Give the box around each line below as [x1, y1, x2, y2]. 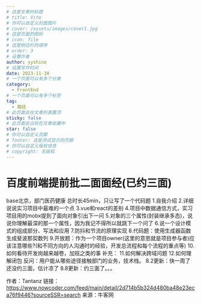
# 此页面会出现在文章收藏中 [6, 121, 66, 127]
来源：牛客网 [82, 291, 114, 299]
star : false [6, 126, 36, 132]
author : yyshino [6, 59, 47, 65]
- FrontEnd [11, 87, 39, 93]
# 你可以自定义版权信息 [6, 142, 57, 149]
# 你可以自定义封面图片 [6, 20, 57, 26]
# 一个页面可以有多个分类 [6, 76, 61, 82]
